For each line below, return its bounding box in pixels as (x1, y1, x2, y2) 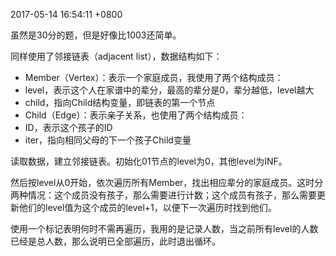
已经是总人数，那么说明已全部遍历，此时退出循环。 (10, 235, 221, 247)
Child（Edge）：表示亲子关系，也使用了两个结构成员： (24, 109, 248, 121)
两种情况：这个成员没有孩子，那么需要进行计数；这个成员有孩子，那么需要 (10, 189, 317, 201)
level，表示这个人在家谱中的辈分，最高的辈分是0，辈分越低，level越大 (24, 84, 315, 96)
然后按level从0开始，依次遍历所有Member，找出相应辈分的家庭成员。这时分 (10, 177, 324, 188)
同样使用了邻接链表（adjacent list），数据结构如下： (10, 50, 223, 62)
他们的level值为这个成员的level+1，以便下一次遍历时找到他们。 (18, 202, 277, 213)
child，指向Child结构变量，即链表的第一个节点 (24, 97, 216, 108)
